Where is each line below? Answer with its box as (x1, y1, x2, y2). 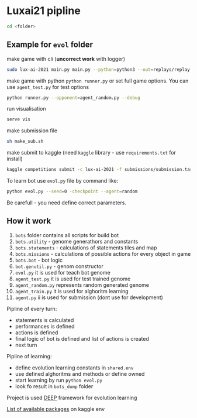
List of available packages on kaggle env (6, 405, 105, 412)
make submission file (6, 127, 58, 134)
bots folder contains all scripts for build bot (15, 231, 119, 238)
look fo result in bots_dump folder (15, 382, 94, 390)
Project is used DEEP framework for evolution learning (6, 394, 137, 401)
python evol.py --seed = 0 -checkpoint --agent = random (6, 189, 138, 194)
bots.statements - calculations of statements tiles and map (15, 244, 157, 251)
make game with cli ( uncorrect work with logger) (6, 55, 125, 62)
